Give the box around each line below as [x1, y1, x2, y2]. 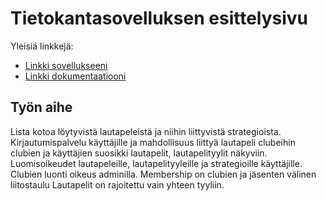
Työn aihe [10, 99, 73, 116]
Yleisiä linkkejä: [10, 40, 74, 52]
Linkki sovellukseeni [24, 59, 108, 71]
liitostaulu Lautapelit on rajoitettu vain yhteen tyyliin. [10, 178, 225, 191]
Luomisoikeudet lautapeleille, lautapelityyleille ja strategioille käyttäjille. [10, 157, 303, 169]
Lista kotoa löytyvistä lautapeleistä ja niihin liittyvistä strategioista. [10, 125, 282, 137]
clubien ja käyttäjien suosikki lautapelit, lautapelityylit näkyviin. [10, 147, 268, 159]
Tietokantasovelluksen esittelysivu [10, 7, 309, 30]
